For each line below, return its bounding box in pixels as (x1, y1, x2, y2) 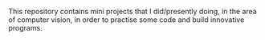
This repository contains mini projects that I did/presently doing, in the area (8, 7, 257, 16)
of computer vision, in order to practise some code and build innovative (8, 15, 245, 24)
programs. (8, 24, 43, 32)
